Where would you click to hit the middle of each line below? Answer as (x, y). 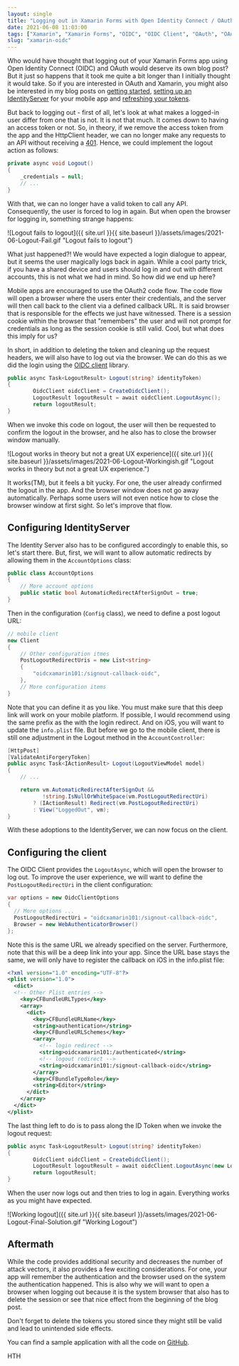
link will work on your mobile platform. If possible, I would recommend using (119, 714)
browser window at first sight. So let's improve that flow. (90, 505)
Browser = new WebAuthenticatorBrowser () (76, 924)
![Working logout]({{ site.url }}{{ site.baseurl (72, 1214)
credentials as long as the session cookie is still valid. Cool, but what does (116, 328)
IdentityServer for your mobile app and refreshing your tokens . (99, 99)
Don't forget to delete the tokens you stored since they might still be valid (115, 1320)
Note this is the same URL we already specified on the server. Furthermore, (118, 945)
